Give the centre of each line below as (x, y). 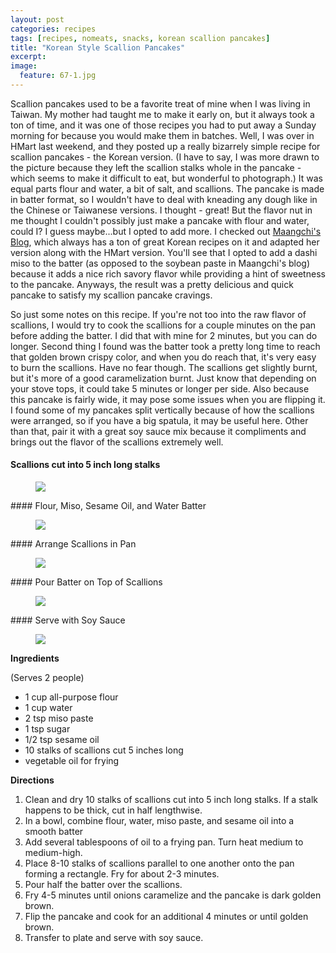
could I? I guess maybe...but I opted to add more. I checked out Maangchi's (166, 231)
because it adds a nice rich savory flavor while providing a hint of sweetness (168, 273)
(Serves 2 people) (47, 678)
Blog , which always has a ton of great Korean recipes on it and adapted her (165, 242)
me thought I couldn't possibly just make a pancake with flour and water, (160, 220)
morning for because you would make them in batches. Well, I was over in (162, 135)
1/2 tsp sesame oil (62, 740)
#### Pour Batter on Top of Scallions (86, 582)
